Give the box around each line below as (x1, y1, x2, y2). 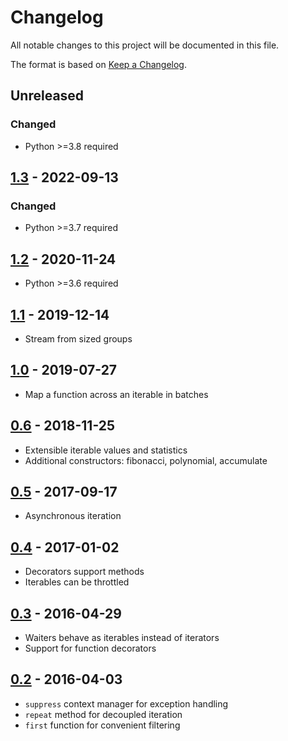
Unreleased (10, 87, 85, 105)
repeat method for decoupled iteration (24, 708, 183, 720)
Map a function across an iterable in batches (24, 388, 209, 400)
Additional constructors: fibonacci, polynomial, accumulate (24, 454, 268, 466)
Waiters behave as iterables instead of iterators (24, 632, 220, 643)
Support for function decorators (24, 642, 157, 654)
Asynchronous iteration (24, 510, 122, 522)
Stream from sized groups (24, 332, 133, 345)
